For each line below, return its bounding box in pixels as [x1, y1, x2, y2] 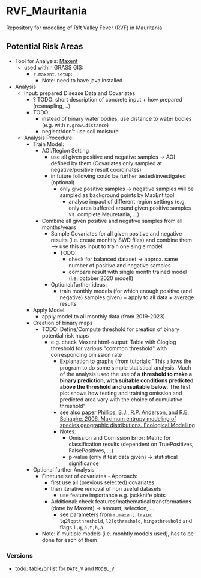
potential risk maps [41, 332, 89, 339]
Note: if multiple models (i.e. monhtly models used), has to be [41, 530, 194, 537]
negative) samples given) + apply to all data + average [59, 293, 194, 301]
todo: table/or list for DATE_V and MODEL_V [14, 565, 115, 572]
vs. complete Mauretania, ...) [68, 210, 140, 218]
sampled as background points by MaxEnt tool [59, 191, 175, 199]
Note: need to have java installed [41, 76, 123, 84]
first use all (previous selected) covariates [50, 479, 155, 486]
